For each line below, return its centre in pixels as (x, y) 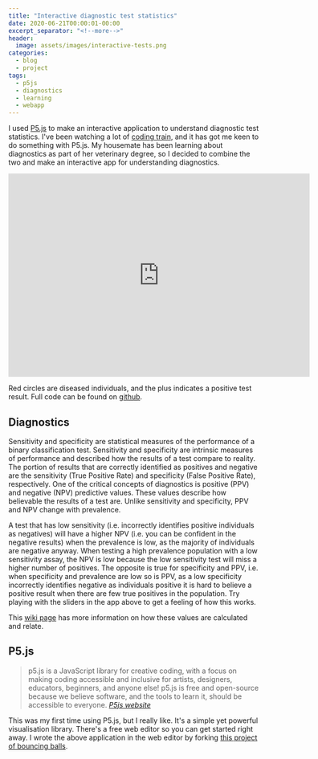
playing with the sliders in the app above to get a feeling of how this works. (132, 602)
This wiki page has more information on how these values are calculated (128, 617)
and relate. (26, 626)
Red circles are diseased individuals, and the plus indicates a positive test (130, 388)
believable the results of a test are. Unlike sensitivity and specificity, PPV (128, 501)
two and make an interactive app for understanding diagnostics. (114, 162)
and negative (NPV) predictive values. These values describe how (117, 492)
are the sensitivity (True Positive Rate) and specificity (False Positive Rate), (132, 475)
